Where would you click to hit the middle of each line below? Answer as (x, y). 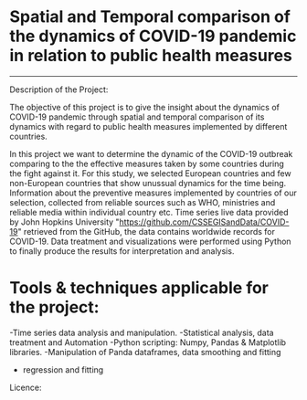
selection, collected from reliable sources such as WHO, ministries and (143, 202)
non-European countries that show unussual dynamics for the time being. (148, 183)
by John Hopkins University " (65, 222)
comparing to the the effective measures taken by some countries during (147, 163)
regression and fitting (63, 369)
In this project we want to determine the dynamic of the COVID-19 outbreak (151, 153)
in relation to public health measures (151, 56)
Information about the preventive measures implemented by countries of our (153, 193)
